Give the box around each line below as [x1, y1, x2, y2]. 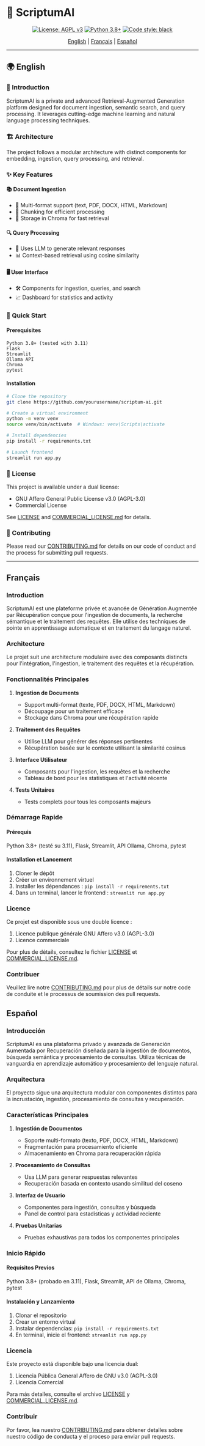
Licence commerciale [15, 937, 70, 944]
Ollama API [6, 356, 34, 363]
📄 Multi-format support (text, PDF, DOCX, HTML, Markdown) [15, 202, 168, 209]
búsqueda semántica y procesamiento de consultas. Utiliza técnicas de [6, 1053, 186, 1061]
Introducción [6, 1027, 46, 1035]
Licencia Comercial [15, 1379, 64, 1386]
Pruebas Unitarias [15, 1222, 62, 1229]
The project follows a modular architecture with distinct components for [6, 148, 187, 155]
